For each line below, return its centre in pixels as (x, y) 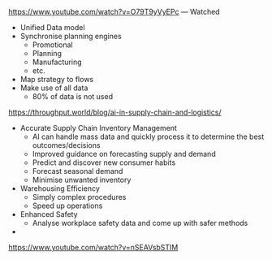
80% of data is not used (73, 96)
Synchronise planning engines (71, 36)
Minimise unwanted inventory (82, 180)
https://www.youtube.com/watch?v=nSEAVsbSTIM (93, 247)
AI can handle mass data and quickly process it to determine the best (148, 136)
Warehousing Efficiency (60, 188)
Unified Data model (52, 27)
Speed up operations (67, 206)
